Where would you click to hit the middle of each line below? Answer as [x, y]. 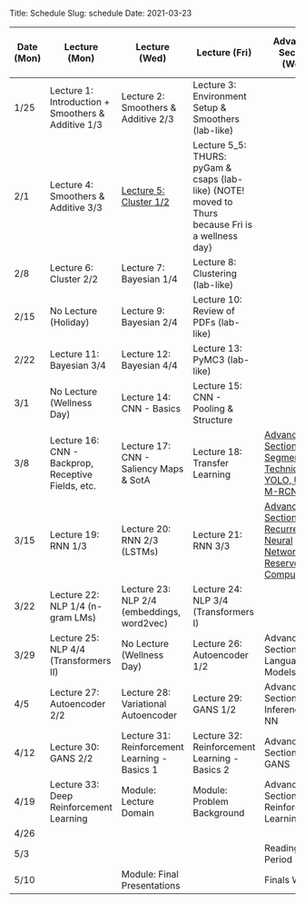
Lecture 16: [74, 440]
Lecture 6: [71, 268]
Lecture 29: [217, 698]
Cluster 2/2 [74, 279]
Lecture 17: [146, 446]
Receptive [71, 474]
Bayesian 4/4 [150, 365]
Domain [138, 813]
